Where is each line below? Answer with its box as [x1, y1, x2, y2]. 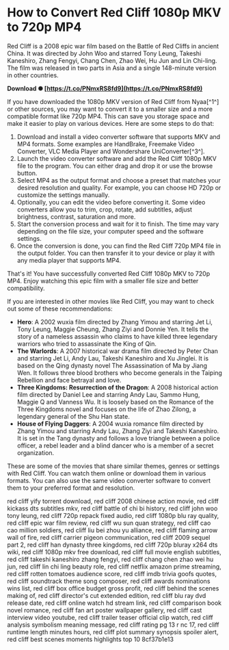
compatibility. [7, 284, 46, 292]
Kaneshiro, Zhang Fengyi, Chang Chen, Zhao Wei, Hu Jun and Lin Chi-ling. [7, 56, 217, 64]
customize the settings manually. [16, 190, 110, 199]
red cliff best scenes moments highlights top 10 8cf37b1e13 [7, 635, 174, 643]
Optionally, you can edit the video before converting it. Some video [16, 198, 206, 206]
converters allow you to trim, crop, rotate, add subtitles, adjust [16, 205, 193, 213]
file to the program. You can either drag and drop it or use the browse [16, 161, 213, 170]
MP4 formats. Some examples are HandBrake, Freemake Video [16, 140, 195, 148]
